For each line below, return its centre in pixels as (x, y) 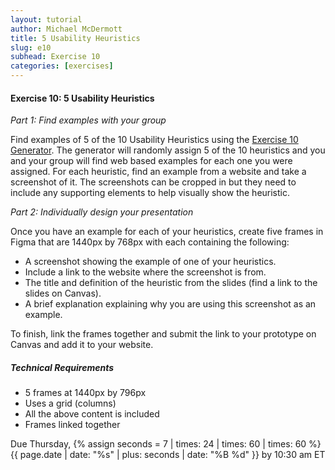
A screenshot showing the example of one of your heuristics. (150, 262)
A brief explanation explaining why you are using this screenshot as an (170, 304)
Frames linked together (72, 425)
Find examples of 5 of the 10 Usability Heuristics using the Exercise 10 (154, 140)
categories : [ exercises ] (62, 66)
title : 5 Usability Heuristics (75, 38)
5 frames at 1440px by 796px (85, 393)
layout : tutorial (46, 19)
